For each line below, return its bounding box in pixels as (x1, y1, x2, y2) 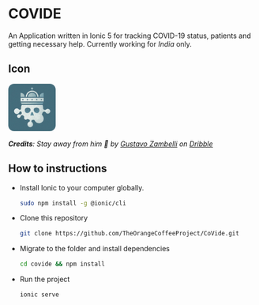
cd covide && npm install (19, 260, 105, 269)
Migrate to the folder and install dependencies (19, 244, 170, 254)
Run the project (19, 274, 70, 284)
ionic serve (19, 291, 59, 299)
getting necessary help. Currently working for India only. (8, 39, 192, 48)
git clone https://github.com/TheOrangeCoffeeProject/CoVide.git (19, 230, 239, 238)
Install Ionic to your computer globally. (19, 183, 145, 192)
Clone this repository (19, 213, 88, 223)
